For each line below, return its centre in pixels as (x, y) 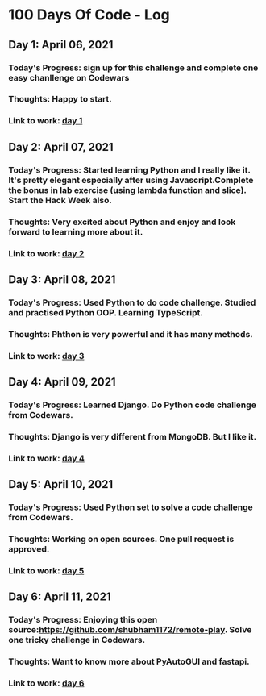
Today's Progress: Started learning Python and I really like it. (129, 169)
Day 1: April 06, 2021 (61, 45)
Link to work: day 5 (46, 570)
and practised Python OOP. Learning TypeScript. (106, 312)
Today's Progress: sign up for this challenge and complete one (133, 68)
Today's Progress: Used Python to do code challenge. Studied (132, 302)
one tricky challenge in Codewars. (77, 640)
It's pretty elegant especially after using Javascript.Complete (131, 180)
